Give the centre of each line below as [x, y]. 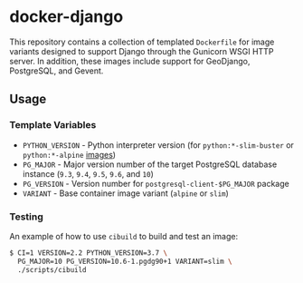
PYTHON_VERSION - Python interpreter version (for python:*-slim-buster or [158, 145]
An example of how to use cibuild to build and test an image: [123, 236]
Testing [26, 217]
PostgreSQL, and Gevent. [57, 71]
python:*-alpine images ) [69, 154]
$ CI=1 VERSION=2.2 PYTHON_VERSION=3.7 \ [89, 253]
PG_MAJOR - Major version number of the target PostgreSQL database [150, 164]
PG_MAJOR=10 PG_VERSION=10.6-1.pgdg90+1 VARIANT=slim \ [125, 261]
